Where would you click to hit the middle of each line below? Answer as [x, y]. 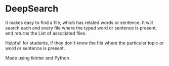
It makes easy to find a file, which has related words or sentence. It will [79, 22]
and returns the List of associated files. [46, 33]
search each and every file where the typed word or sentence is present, [81, 27]
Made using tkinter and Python [37, 57]
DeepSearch [32, 9]
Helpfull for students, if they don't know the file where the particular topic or [85, 42]
